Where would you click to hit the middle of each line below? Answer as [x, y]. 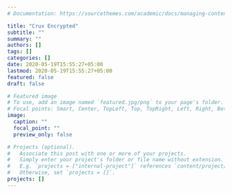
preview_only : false [43, 134]
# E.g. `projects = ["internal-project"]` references [89, 166]
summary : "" [24, 39]
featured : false [30, 77]
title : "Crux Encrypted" [43, 26]
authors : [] [24, 45]
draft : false [26, 83]
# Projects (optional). [41, 147]
